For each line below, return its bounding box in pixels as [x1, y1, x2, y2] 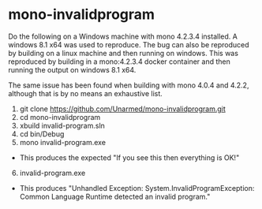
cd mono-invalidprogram [19, 112, 101, 121]
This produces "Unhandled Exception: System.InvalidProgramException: [19, 183, 255, 192]
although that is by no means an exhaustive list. [8, 88, 163, 98]
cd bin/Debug [19, 129, 65, 139]
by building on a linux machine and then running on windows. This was [8, 48, 239, 58]
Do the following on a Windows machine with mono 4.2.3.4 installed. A [8, 32, 238, 41]
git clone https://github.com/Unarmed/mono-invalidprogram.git [19, 104, 226, 114]
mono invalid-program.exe [19, 137, 107, 147]
